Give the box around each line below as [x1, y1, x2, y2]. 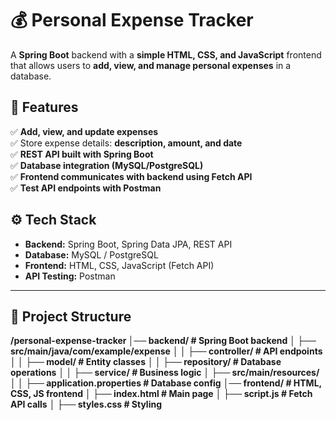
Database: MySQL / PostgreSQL [24, 248, 159, 261]
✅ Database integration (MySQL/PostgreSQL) [10, 159, 204, 171]
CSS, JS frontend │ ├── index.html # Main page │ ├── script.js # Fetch [10, 388, 313, 400]
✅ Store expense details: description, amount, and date [10, 137, 243, 149]
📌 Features [10, 99, 79, 116]
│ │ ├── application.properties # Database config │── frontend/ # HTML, [10, 377, 322, 389]
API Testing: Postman [24, 270, 116, 282]
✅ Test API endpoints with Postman [10, 182, 162, 194]
